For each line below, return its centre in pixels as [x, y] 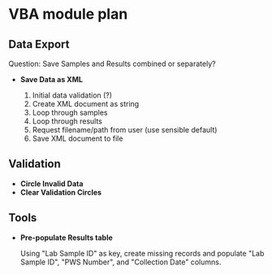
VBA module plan [68, 14]
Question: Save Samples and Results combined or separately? [112, 63]
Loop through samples [70, 112]
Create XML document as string [86, 104]
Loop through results [67, 121]
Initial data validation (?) [72, 95]
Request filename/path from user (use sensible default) [125, 130]
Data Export [39, 44]
